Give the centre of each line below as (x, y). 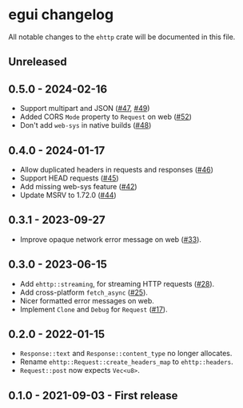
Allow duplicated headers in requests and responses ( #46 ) (116, 169)
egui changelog (61, 15)
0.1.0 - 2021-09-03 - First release (93, 396)
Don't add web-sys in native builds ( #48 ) (86, 125)
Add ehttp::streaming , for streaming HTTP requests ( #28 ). (117, 283)
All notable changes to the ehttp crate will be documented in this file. (122, 37)
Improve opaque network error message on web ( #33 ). (111, 239)
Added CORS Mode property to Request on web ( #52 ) (106, 117)
